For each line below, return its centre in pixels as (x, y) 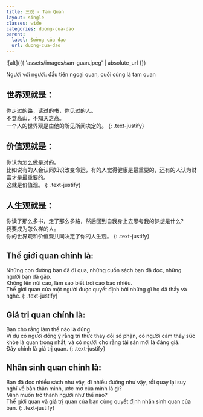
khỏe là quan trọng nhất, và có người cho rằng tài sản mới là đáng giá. (93, 342)
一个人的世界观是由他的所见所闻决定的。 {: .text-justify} (75, 126)
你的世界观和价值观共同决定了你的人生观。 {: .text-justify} (78, 237)
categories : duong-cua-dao (40, 29)
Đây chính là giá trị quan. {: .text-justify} (56, 348)
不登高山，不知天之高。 (35, 118)
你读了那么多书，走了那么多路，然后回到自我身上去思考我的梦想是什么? (95, 221)
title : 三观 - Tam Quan (35, 12)
